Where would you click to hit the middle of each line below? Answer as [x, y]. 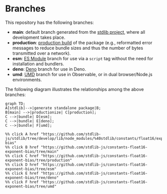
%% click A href [22, 134]
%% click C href [22, 156]
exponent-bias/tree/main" [32, 151]
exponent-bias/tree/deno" [32, 178]
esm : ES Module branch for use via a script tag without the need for [83, 58]
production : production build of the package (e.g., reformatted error [82, 42]
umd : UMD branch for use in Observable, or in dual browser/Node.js [82, 74]
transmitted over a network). [42, 53]
